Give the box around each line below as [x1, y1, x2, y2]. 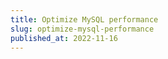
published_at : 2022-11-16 [10, 33, 118, 43]
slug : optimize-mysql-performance [10, 24, 155, 34]
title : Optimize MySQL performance [10, 14, 159, 25]
